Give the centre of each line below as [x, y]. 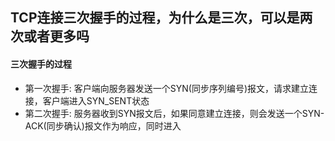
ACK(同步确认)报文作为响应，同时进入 [103, 125]
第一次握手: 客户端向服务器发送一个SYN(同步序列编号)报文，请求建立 [167, 88]
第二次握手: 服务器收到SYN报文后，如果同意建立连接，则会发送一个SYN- [174, 113]
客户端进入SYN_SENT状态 [96, 100]
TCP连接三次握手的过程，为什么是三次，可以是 [155, 18]
